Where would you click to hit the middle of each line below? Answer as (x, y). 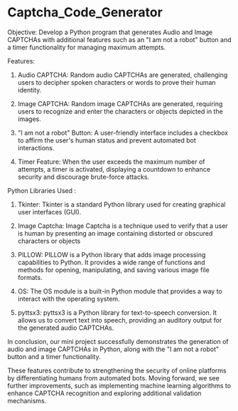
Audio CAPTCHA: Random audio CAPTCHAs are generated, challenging (123, 75)
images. (29, 119)
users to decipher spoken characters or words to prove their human (117, 82)
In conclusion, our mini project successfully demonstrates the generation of (118, 341)
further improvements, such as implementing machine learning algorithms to (119, 385)
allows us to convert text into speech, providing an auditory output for (120, 320)
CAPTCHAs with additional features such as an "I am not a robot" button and (119, 39)
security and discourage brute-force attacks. (83, 177)
